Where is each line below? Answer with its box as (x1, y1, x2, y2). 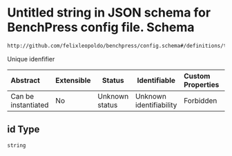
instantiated (10, 100, 49, 110)
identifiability (135, 100, 177, 110)
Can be (10, 91, 35, 101)
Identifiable (137, 75, 176, 85)
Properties (184, 79, 220, 89)
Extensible (55, 75, 91, 85)
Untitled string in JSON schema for (7, 5, 211, 21)
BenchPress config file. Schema (7, 19, 195, 35)
